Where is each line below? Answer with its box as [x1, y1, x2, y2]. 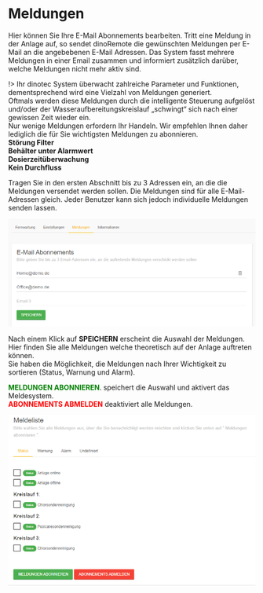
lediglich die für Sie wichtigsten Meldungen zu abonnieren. [8, 129, 199, 138]
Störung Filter [8, 137, 55, 147]
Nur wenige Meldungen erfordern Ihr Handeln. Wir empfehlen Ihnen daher [8, 121, 248, 130]
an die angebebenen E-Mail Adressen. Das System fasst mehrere [23, 47, 235, 57]
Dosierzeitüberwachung [8, 154, 89, 163]
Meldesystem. [8, 390, 54, 401]
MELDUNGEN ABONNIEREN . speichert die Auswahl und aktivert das [8, 383, 230, 392]
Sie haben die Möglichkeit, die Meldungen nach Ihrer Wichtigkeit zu [8, 359, 227, 368]
